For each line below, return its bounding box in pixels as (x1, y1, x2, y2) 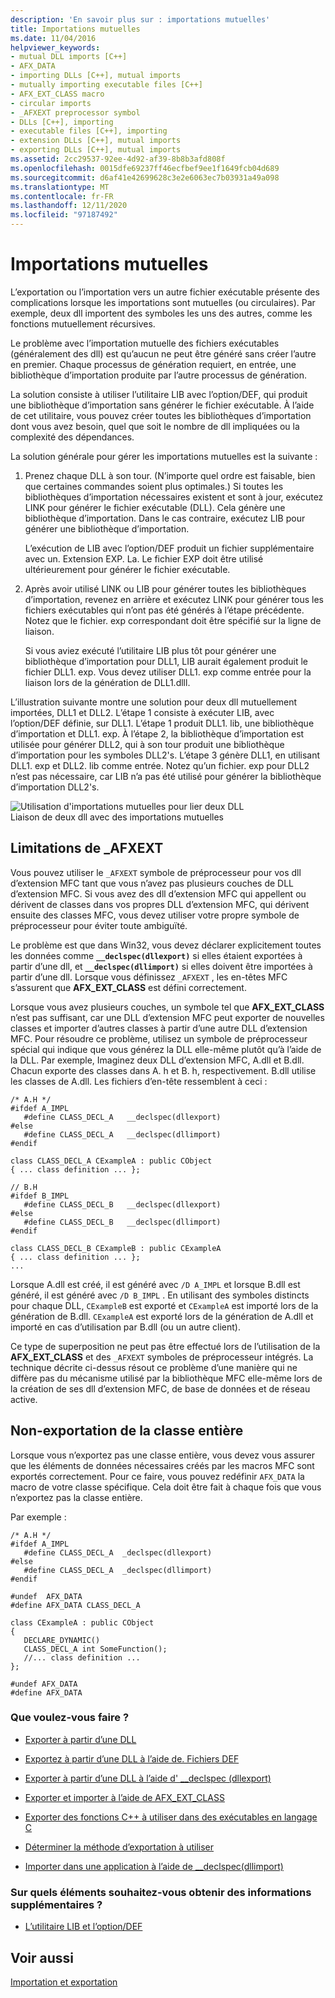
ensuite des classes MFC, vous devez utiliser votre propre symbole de (10, 909, 300, 921)
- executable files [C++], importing (10, 126, 168, 136)
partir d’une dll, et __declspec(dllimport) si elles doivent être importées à (10, 960, 313, 972)
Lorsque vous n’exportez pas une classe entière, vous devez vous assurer (10, 1449, 315, 1461)
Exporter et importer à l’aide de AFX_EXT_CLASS (24, 1791, 225, 1803)
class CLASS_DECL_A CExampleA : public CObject (10, 1156, 213, 1166)
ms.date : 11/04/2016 (10, 33, 97, 43)
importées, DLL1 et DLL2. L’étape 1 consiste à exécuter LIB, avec (10, 706, 275, 718)
